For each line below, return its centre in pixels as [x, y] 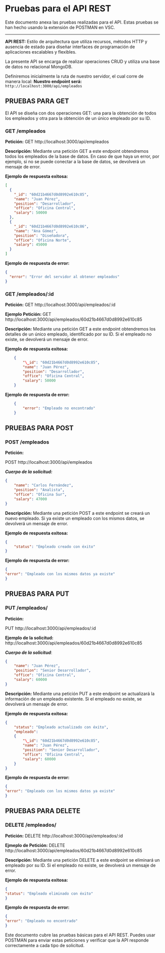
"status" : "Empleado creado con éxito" [55, 547]
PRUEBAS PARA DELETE [43, 811]
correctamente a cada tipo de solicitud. [45, 946]
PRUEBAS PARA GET [37, 101]
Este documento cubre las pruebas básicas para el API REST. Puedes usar [80, 935]
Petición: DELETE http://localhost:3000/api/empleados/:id [64, 836]
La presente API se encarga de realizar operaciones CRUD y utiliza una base [82, 61]
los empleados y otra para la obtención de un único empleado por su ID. [78, 118]
